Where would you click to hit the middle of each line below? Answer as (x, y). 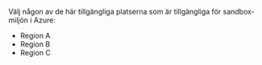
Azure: (45, 20)
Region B (35, 44)
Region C (35, 53)
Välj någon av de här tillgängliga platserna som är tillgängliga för (115, 12)
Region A (35, 36)
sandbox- (239, 12)
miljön (19, 20)
